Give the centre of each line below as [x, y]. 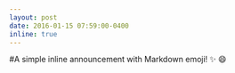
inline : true [33, 34]
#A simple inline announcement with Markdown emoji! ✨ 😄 [118, 60]
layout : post [33, 17]
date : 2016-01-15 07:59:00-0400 [69, 26]
